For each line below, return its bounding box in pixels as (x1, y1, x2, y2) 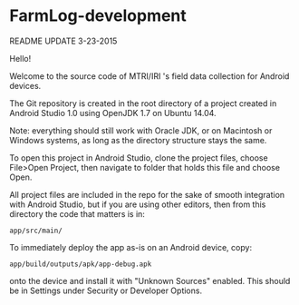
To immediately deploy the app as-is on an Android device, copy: (9, 241, 252, 252)
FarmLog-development (9, 5, 188, 26)
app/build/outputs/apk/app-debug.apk (9, 260, 152, 269)
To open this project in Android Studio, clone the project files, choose (9, 152, 269, 163)
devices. (9, 80, 42, 91)
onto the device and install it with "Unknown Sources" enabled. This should (9, 275, 291, 286)
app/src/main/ (9, 226, 63, 235)
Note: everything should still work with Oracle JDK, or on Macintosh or (9, 124, 273, 136)
